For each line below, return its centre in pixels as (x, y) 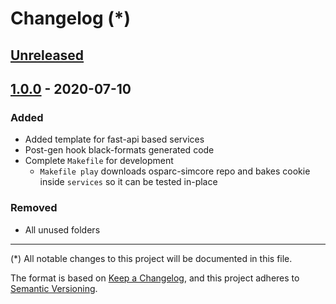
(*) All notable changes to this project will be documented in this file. (151, 258)
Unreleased (47, 55)
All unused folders (62, 229)
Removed (34, 208)
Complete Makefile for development (99, 161)
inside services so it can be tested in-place (128, 182)
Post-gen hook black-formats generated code (119, 150)
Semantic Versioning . (54, 288)
